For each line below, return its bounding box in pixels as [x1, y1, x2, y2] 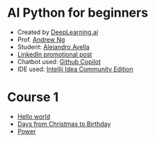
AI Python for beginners [7, 5, 148, 21]
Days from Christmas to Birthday [17, 120, 111, 128]
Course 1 [7, 89, 59, 105]
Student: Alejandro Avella [17, 42, 90, 51]
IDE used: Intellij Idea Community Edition [17, 65, 133, 73]
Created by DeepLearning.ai [17, 28, 99, 36]
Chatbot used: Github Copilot [17, 57, 101, 65]
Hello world [17, 112, 51, 120]
